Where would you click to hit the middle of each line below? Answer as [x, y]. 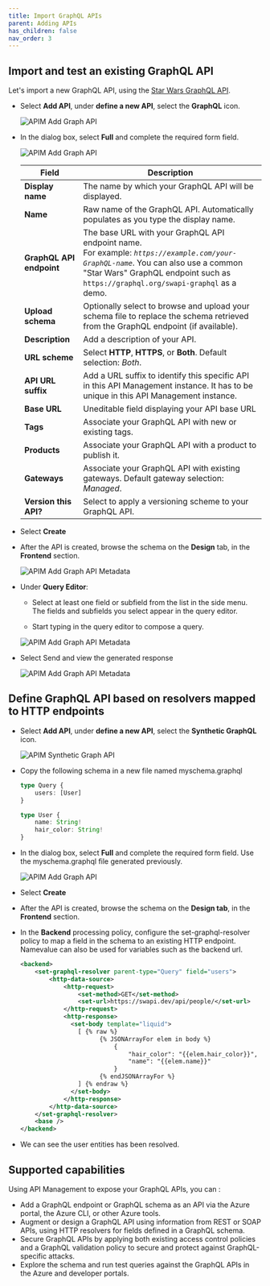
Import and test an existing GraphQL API [111, 71]
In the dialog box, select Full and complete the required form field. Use [137, 852]
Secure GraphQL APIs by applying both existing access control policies [137, 1238]
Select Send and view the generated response [96, 658]
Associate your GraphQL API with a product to [170, 446]
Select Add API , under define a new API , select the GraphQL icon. [130, 106]
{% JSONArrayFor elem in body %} [155, 1039]
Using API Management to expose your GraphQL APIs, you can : [115, 1189]
